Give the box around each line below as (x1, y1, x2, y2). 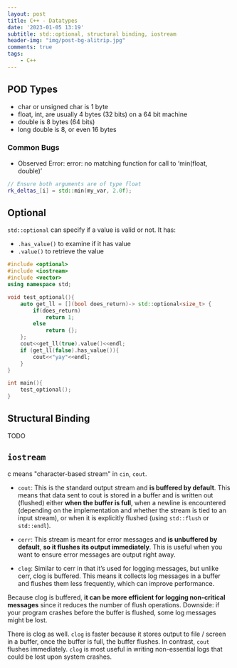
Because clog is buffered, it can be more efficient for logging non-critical (7, 593, 226, 602)
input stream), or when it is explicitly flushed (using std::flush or (17, 513, 210, 522)
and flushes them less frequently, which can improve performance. (17, 579, 215, 587)
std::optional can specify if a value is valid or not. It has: (7, 226, 176, 234)
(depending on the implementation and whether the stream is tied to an (17, 506, 226, 515)
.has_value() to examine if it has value (17, 240, 132, 248)
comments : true (7, 44, 53, 51)
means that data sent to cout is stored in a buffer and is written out (17, 490, 214, 500)
